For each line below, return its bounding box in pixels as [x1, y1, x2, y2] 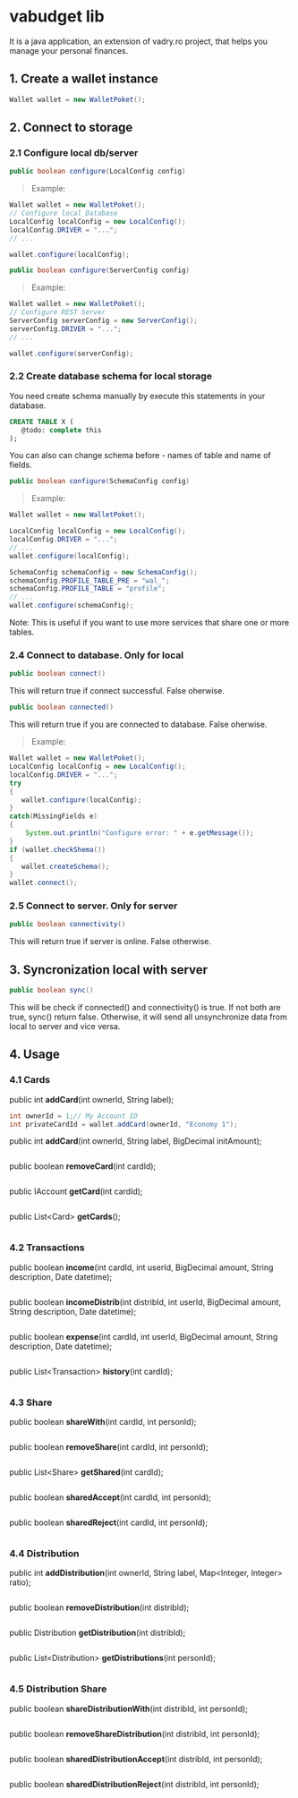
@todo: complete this [21, 425, 102, 435]
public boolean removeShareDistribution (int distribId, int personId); [9, 1728, 260, 1739]
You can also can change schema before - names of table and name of [9, 450, 271, 461]
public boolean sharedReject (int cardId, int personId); [9, 1517, 209, 1528]
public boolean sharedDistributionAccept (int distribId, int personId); [9, 1753, 263, 1764]
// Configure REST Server [9, 308, 106, 317]
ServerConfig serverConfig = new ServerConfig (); [9, 316, 199, 326]
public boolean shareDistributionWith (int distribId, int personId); [9, 1703, 249, 1714]
